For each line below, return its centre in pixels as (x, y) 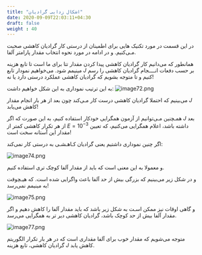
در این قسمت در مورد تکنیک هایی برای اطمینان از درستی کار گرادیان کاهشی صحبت (100, 46)
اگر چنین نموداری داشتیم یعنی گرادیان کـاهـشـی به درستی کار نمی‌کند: (85, 144)
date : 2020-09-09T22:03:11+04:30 (49, 18)
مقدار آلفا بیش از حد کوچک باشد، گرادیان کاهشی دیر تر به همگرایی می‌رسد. (92, 215)
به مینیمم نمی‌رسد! (28, 186)
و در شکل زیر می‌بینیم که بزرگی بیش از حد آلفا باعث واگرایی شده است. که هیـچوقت (102, 179)
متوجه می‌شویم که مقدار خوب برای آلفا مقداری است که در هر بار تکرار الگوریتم (96, 239)
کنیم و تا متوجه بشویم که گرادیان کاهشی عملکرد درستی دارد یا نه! (80, 77)
